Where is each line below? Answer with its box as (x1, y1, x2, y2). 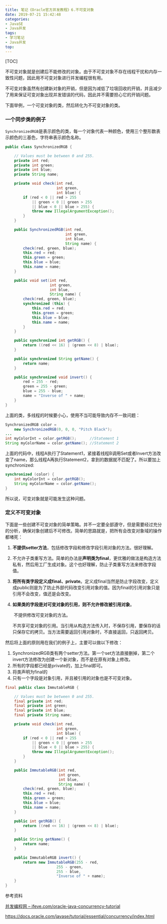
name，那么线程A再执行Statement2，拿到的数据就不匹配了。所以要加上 (13, 457, 161, 462)
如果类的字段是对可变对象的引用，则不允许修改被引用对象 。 (12, 601, 135, 607)
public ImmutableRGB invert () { (14, 855, 81, 860)
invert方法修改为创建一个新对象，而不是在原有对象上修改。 (12, 656, 133, 662)
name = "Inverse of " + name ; (23, 393, 85, 399)
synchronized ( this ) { (23, 301, 70, 306)
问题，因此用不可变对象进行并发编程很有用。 (13, 74, 105, 80)
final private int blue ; (14, 708, 66, 713)
